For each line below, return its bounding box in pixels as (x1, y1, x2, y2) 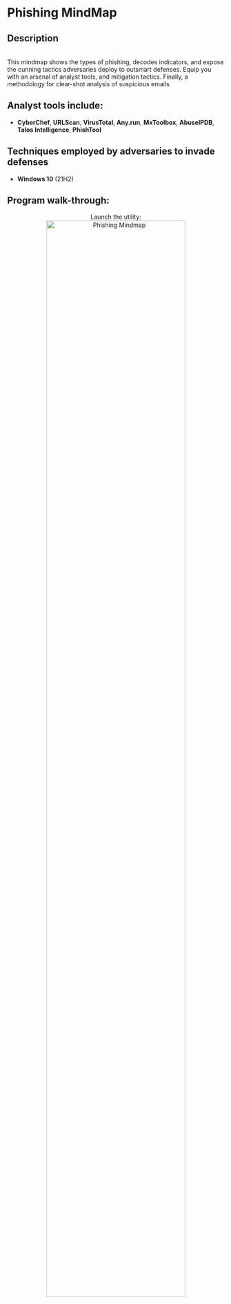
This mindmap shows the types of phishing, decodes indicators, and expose (7, 58, 224, 66)
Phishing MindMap (7, 5, 117, 21)
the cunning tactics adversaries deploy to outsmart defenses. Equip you (7, 66, 212, 73)
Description (7, 32, 59, 44)
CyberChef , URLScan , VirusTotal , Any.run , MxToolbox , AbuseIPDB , (17, 118, 215, 126)
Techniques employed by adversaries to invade (7, 146, 215, 157)
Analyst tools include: (7, 100, 103, 112)
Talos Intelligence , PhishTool (17, 126, 101, 134)
